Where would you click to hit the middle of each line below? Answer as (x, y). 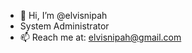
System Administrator (64, 26)
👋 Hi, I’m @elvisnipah (63, 15)
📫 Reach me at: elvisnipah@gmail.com (100, 37)
